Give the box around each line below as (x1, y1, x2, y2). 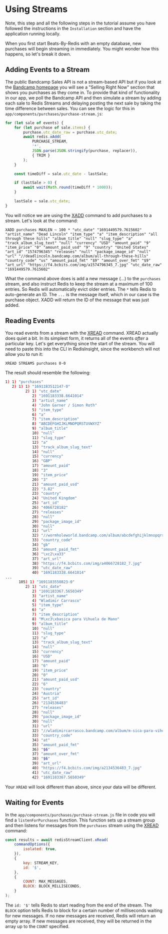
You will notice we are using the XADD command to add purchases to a (5, 212, 152, 218)
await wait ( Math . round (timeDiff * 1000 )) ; (23, 185, 113, 190)
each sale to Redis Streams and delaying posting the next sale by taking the (5, 100, 161, 106)
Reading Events (5, 317, 55, 325)
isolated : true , (23, 846, 57, 851)
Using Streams (5, 4, 68, 15)
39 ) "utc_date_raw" (31, 565, 72, 571)
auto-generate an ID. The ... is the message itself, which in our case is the (5, 291, 160, 297)
